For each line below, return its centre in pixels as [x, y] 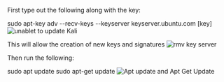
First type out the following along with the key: [74, 10]
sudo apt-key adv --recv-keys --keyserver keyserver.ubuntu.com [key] [110, 23]
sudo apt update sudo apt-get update [61, 71]
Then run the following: [41, 58]
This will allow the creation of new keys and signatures [86, 44]
